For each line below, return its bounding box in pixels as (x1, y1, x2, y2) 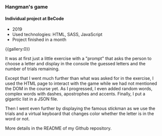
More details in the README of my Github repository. (5, 125, 112, 131)
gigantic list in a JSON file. (5, 96, 59, 102)
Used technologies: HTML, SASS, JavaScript (12, 32, 103, 38)
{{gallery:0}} (5, 46, 30, 52)
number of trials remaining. (5, 66, 60, 72)
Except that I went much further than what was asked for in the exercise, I (5, 76, 154, 81)
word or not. (5, 116, 30, 122)
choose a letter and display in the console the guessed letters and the (5, 61, 146, 67)
